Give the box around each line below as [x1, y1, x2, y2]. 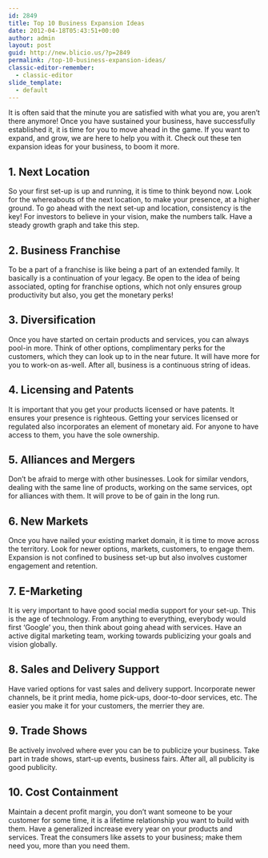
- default [15, 86, 48, 94]
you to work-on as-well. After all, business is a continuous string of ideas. [8, 360, 250, 369]
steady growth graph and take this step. [8, 221, 140, 230]
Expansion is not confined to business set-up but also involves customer [8, 553, 248, 562]
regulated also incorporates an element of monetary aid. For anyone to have [8, 421, 259, 431]
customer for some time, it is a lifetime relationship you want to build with [8, 815, 250, 824]
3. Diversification [8, 313, 96, 327]
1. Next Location [8, 165, 90, 178]
